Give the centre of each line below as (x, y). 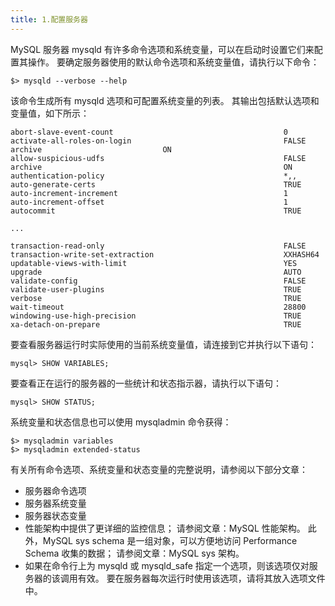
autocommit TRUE (156, 211)
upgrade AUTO (156, 272)
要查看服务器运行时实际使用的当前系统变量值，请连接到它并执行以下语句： (163, 344)
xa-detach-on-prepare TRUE (156, 324)
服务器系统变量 (55, 503)
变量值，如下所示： (50, 113)
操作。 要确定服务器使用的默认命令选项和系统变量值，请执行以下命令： (173, 62)
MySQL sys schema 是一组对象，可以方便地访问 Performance (170, 540)
